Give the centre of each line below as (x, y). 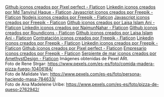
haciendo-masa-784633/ (31, 79)
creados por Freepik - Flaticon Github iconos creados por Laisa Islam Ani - (80, 22)
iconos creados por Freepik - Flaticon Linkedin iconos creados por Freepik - (82, 43)
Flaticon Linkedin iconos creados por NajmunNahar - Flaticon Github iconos (81, 28)
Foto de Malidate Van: (27, 74)
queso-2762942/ (22, 89)
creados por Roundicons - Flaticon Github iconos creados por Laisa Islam (79, 33)
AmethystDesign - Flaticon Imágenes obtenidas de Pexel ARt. (67, 58)
